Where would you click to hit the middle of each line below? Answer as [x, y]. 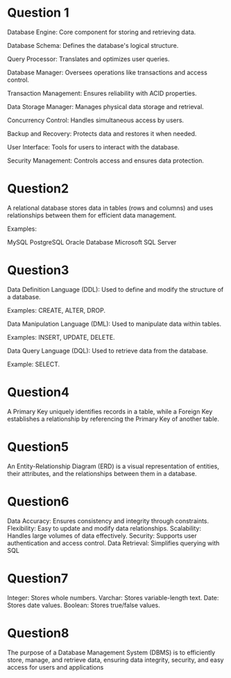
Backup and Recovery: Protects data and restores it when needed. [102, 133]
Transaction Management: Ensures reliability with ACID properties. [102, 93]
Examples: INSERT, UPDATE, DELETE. [61, 337]
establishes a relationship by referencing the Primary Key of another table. [113, 419]
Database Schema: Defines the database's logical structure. [93, 45]
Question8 [38, 633]
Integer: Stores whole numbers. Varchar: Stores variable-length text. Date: [113, 597]
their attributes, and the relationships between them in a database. [102, 473]
